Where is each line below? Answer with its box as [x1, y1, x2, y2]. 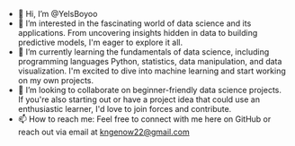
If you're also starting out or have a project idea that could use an [17, 94, 261, 105]
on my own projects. [17, 75, 94, 85]
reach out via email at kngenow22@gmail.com [17, 126, 191, 137]
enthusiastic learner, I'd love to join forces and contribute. [17, 104, 232, 114]
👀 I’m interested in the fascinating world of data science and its [17, 18, 252, 29]
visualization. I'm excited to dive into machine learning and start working [17, 65, 286, 76]
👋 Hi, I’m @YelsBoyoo [17, 9, 98, 19]
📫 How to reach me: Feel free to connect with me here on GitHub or [17, 114, 272, 125]
